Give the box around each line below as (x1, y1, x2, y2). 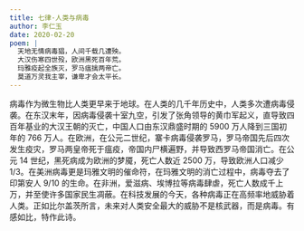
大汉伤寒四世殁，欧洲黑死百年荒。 (17, 55, 126, 64)
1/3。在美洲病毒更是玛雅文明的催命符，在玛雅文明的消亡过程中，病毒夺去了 (9, 166, 290, 177)
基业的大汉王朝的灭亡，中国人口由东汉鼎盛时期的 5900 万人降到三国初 (24, 120, 288, 131)
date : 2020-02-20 (9, 30, 75, 39)
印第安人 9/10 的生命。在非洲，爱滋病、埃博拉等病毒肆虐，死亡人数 (9, 178, 261, 188)
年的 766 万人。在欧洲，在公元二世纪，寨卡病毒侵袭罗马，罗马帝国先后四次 (9, 132, 290, 143)
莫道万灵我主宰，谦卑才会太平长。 (17, 72, 126, 82)
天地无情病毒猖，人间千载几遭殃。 (17, 47, 126, 56)
